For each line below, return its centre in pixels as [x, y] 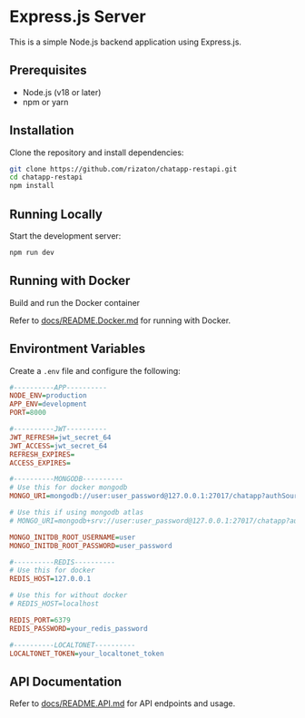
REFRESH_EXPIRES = [42, 454]
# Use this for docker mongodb [69, 487]
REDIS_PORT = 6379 [40, 620]
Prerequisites [48, 70]
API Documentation [66, 681]
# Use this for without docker [69, 595]
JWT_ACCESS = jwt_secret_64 [58, 446]
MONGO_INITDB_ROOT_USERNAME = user [73, 537]
